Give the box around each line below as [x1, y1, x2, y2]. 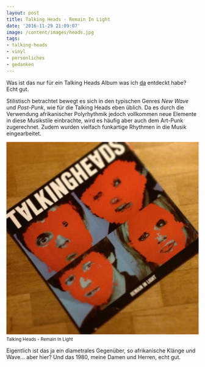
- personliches [6, 55, 45, 61]
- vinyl [6, 49, 26, 55]
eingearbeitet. [6, 129, 41, 137]
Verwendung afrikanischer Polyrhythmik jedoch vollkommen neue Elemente [6, 110, 197, 117]
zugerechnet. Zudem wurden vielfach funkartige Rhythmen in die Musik [6, 123, 187, 131]
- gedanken [6, 61, 34, 67]
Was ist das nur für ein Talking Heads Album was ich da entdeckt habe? [6, 79, 187, 86]
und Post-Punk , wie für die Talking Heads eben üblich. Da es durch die [6, 104, 184, 111]
